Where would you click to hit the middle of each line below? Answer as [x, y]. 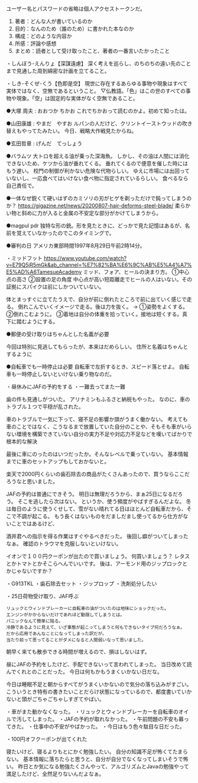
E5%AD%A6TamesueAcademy [44, 272]
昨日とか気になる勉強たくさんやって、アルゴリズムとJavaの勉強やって [103, 766]
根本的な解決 [22, 441]
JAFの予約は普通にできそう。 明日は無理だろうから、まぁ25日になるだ [92, 494]
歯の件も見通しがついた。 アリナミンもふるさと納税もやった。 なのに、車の [98, 399]
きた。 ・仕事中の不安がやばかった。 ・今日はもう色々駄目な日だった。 [98, 726]
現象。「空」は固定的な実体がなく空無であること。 [77, 98]
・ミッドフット [24, 258]
